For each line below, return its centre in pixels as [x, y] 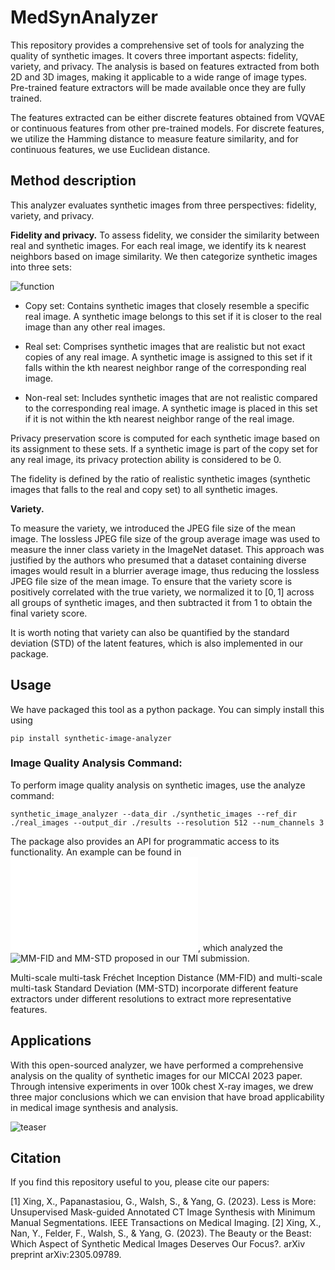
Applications [51, 1041]
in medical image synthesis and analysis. [94, 1107]
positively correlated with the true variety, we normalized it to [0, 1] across [162, 592]
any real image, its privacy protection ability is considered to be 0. [146, 459]
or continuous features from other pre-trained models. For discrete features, [167, 128]
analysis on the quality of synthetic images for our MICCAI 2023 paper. [156, 1075]
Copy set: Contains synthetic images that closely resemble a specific [167, 305]
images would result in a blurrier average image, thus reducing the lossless [165, 570]
